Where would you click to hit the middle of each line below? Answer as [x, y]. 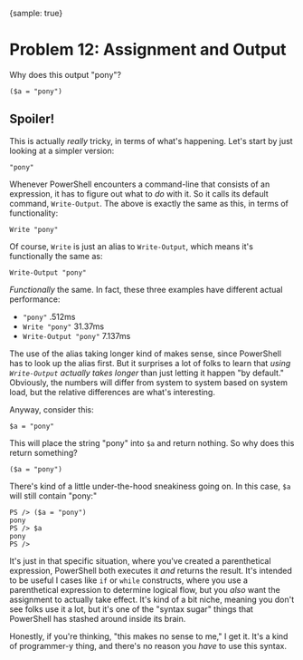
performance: [35, 299]
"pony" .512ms [49, 316]
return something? [44, 452]
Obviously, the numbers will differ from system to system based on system [148, 382]
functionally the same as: [56, 256]
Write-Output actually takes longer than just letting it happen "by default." [147, 373]
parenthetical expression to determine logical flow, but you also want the [145, 589]
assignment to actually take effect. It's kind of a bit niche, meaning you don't [152, 599]
